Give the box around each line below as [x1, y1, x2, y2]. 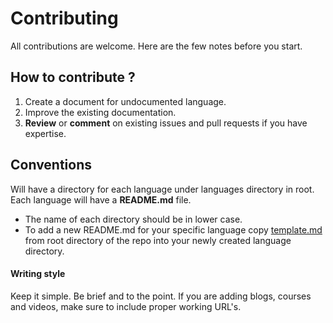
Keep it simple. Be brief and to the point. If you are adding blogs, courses [10, 290, 312, 302]
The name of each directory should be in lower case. [24, 213, 243, 225]
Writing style [10, 268, 66, 280]
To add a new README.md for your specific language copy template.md [24, 223, 323, 236]
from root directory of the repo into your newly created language [24, 234, 292, 246]
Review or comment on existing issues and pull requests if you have [24, 117, 308, 129]
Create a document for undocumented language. [24, 95, 227, 107]
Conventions [10, 157, 93, 174]
